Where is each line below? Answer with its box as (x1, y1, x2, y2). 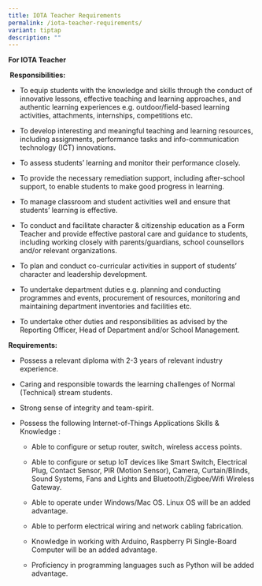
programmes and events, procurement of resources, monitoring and (19, 293, 241, 303)
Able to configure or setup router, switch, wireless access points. (31, 442, 242, 452)
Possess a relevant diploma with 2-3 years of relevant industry (19, 356, 223, 365)
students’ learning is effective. (19, 206, 118, 215)
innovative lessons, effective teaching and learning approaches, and (19, 94, 242, 103)
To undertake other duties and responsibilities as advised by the (19, 317, 228, 327)
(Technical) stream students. (19, 388, 113, 398)
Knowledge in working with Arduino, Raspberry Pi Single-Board (31, 537, 238, 547)
